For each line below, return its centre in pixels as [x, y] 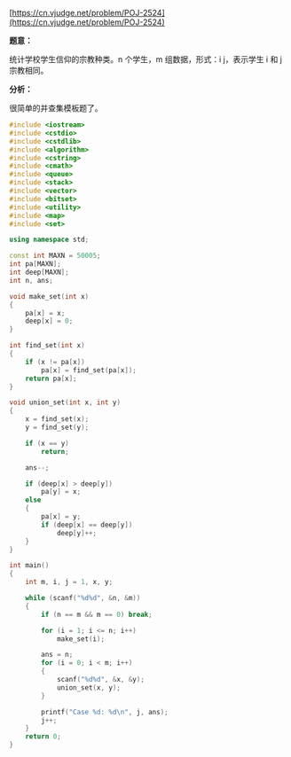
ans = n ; [57, 655]
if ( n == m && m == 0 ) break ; [97, 614]
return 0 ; [43, 737]
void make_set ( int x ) [49, 296]
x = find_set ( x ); [57, 419]
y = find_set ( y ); [57, 427]
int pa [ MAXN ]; [35, 264]
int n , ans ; [31, 280]
